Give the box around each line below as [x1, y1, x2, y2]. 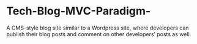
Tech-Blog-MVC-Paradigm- [6, 4, 151, 18]
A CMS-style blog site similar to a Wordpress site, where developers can [6, 24, 189, 31]
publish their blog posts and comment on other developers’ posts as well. [6, 30, 191, 37]
